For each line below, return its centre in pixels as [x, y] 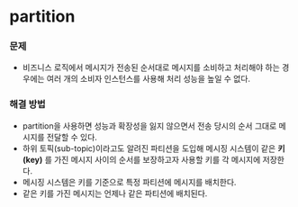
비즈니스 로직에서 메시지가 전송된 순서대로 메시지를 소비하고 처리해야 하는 [151, 67]
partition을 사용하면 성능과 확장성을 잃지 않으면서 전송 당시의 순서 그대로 [149, 126]
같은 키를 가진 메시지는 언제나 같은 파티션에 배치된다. [115, 193]
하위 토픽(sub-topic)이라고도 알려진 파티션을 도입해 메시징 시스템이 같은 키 [154, 148]
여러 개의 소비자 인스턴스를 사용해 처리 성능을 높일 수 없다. [148, 79]
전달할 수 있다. [72, 137]
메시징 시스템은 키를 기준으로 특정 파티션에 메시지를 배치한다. [129, 182]
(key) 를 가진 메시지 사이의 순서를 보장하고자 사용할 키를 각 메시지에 [141, 159]
